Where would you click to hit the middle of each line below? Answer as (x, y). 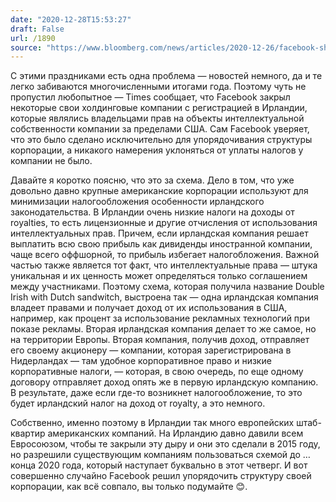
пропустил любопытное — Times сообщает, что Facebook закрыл (150, 97)
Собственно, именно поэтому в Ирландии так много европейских (152, 423)
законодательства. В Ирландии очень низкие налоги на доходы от (152, 212)
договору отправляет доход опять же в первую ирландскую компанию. (164, 382)
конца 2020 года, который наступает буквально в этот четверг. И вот (159, 465)
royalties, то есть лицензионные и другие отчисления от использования (164, 223)
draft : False (37, 29)
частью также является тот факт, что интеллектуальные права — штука (164, 265)
